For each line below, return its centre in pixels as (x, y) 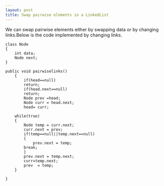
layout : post (19, 10)
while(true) (27, 116)
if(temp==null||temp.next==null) (59, 134)
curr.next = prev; (43, 129)
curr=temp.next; (41, 161)
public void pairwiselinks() (36, 71)
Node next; (26, 58)
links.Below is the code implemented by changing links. (64, 35)
